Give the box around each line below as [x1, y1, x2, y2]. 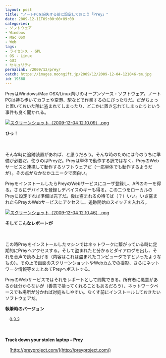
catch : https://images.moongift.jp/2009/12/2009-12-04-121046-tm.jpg [5, 72, 152, 77]
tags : [5, 44, 16, 49]
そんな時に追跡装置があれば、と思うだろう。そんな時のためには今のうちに [5, 151, 157, 157]
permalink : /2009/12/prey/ [5, 67, 61, 72]
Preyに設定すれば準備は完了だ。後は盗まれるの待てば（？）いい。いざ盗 [5, 193, 154, 199]
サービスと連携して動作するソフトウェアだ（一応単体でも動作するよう [5, 164, 149, 170]
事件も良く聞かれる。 [5, 109, 49, 115]
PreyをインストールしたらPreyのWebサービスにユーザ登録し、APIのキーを [5, 180, 157, 186]
